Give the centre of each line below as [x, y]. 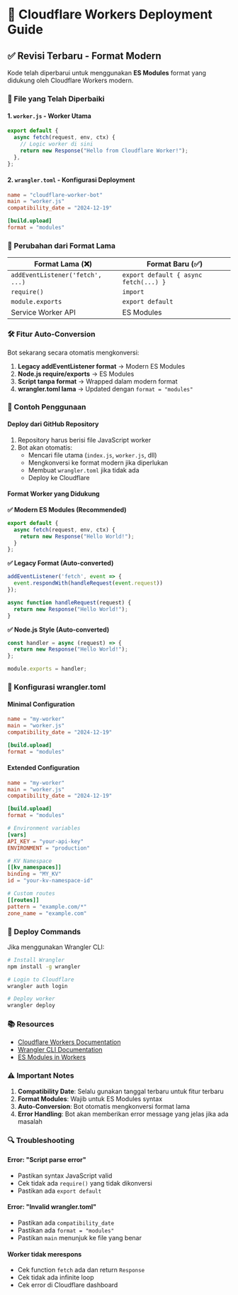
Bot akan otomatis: [45, 448]
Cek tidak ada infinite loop [56, 1277]
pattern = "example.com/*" [47, 906]
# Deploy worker [31, 999]
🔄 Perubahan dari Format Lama [61, 246]
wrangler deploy [31, 1006]
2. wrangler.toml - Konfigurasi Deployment [71, 180]
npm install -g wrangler [44, 966]
